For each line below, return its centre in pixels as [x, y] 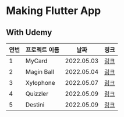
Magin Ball [40, 72]
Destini [35, 105]
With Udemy [29, 32]
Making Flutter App [54, 11]
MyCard [36, 61]
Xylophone [40, 83]
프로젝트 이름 [42, 50]
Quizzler [37, 94]
